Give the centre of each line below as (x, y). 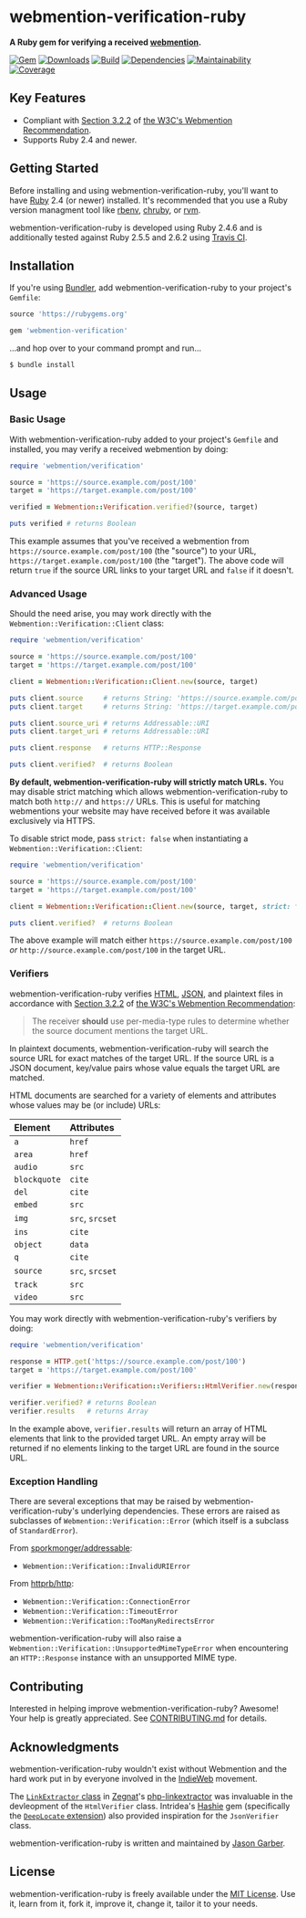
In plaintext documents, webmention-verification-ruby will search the (139, 1049)
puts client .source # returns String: (91, 698)
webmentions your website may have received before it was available (140, 811)
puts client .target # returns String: (91, 706)
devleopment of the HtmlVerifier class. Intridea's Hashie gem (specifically (150, 1806)
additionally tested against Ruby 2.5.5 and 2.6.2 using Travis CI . (128, 237)
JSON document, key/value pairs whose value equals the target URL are (145, 1068)
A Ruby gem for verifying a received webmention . (106, 42)
